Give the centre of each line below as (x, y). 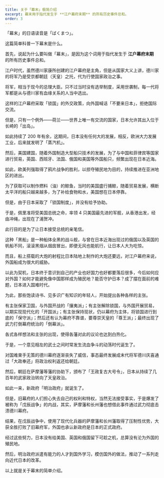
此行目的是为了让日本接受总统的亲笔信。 (46, 229)
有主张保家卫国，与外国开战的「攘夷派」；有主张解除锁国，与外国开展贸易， (81, 305)
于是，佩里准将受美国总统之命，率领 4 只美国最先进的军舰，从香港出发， (78, 213)
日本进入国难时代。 (33, 285)
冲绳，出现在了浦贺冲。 (33, 219)
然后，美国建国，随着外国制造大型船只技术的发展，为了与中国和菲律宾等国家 (82, 153)
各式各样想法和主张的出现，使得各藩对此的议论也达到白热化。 (67, 334)
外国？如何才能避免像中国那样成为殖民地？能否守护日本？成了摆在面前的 (82, 279)
